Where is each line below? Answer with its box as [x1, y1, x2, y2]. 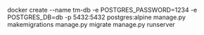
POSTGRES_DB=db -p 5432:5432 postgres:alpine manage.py [7, 13, 186, 21]
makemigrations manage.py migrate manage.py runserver [7, 21, 176, 28]
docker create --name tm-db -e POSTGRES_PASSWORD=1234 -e [7, 6, 198, 14]
